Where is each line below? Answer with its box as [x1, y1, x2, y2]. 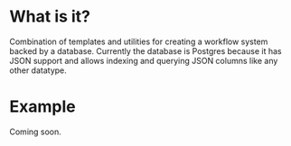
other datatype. [9, 65, 68, 76]
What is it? [9, 6, 91, 27]
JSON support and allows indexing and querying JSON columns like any [9, 55, 278, 66]
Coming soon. [9, 126, 61, 137]
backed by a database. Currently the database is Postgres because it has [9, 45, 282, 56]
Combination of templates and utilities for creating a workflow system [9, 36, 268, 47]
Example [9, 96, 76, 117]
